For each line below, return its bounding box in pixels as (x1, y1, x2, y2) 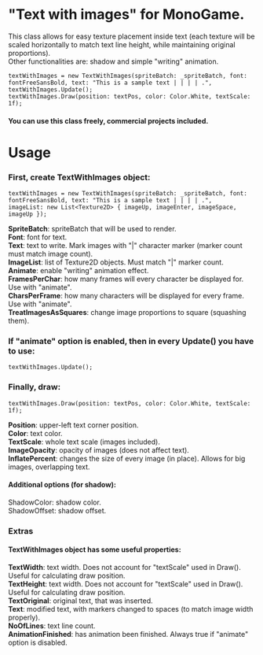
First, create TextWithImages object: (8, 172, 151, 183)
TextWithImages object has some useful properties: (8, 545, 182, 554)
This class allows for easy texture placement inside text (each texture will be (8, 31, 255, 41)
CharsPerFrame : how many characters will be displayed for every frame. (8, 291, 245, 301)
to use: (8, 345, 35, 356)
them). (8, 316, 30, 326)
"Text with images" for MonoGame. (8, 6, 245, 24)
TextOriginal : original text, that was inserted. (8, 596, 153, 605)
